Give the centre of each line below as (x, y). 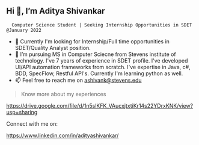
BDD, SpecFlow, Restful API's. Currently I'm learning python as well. (99, 73)
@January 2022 (24, 30)
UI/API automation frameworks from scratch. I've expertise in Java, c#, (103, 67)
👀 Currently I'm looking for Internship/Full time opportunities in (92, 41)
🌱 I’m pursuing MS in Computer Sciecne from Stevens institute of (95, 54)
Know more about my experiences (63, 94)
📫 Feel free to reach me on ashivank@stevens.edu (78, 80)
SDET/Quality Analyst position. (53, 48)
